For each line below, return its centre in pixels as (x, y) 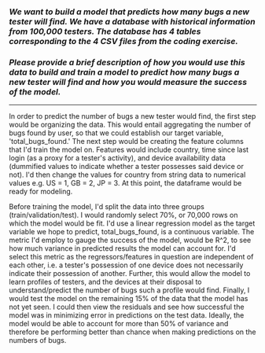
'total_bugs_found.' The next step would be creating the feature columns (127, 142)
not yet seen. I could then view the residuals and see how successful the (127, 307)
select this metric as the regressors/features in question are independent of (131, 257)
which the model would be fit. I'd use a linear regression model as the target (132, 223)
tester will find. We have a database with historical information (132, 21)
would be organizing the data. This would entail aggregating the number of (130, 125)
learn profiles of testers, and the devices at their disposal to (105, 282)
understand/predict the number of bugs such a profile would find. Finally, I (129, 290)
